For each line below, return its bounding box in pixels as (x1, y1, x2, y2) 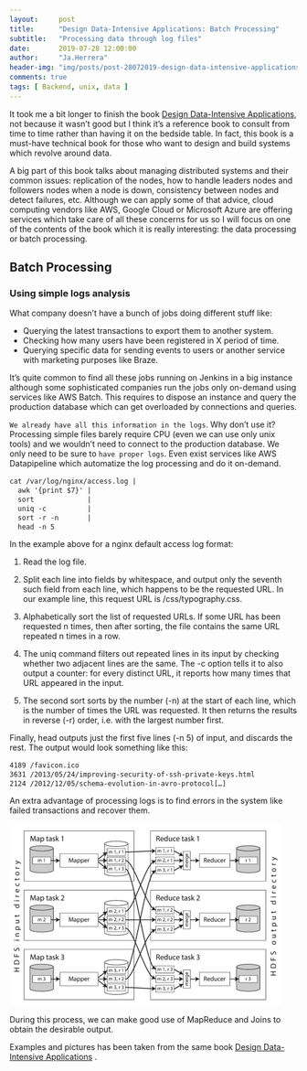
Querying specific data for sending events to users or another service (22, 345, 286, 356)
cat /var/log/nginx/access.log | (9, 477, 137, 487)
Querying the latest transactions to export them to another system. (22, 326, 274, 337)
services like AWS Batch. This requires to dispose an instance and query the (9, 391, 297, 402)
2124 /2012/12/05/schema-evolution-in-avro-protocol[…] (9, 779, 227, 788)
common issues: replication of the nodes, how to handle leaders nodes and (9, 175, 293, 186)
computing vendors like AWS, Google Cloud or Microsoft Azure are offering (9, 204, 293, 215)
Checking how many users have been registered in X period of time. (22, 335, 280, 347)
